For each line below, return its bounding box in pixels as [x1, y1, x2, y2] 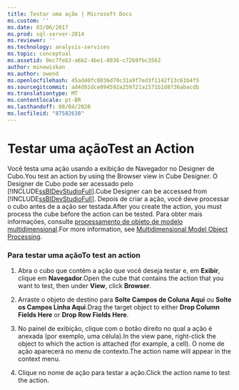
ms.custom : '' [7, 17, 50, 24]
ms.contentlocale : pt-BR [7, 97, 81, 104]
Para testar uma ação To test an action [7, 250, 141, 260]
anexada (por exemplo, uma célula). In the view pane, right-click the [17, 332, 216, 340]
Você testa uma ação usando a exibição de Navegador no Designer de [7, 164, 215, 173]
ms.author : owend [7, 70, 59, 77]
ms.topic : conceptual [7, 51, 72, 58]
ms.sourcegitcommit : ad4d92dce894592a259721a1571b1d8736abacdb [7, 83, 200, 91]
